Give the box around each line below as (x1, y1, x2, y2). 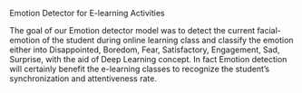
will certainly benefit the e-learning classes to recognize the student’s (9, 63, 270, 74)
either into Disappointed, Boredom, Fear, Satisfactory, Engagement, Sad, (9, 44, 280, 55)
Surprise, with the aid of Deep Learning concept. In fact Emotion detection (9, 54, 287, 64)
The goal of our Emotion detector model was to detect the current (9, 25, 256, 35)
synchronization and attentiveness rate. (9, 73, 157, 84)
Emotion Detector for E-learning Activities (9, 8, 165, 18)
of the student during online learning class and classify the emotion (42, 35, 294, 45)
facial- (257, 25, 281, 35)
